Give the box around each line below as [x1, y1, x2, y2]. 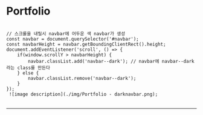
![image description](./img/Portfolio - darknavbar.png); [8, 91, 158, 97]
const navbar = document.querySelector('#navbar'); [6, 36, 139, 42]
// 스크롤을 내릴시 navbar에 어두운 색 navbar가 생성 [6, 30, 126, 37]
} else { [17, 70, 39, 76]
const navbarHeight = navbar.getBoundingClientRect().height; [6, 41, 166, 47]
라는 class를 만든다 [6, 65, 50, 71]
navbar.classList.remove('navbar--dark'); [28, 75, 137, 81]
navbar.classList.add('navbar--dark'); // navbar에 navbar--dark [28, 58, 195, 64]
